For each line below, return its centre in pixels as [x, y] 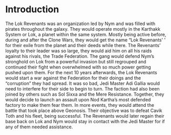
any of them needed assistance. [39, 127]
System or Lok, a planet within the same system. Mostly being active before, [86, 34]
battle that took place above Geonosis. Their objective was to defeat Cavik [84, 110]
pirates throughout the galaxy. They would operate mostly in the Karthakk [83, 29]
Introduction [32, 9]
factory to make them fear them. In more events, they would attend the [80, 105]
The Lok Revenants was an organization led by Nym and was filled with [80, 24]
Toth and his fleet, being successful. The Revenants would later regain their [85, 116]
